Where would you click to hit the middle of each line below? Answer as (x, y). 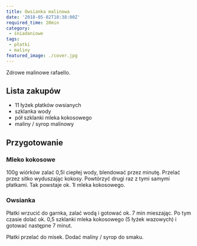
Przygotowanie (35, 143)
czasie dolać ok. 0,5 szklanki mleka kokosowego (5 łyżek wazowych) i (91, 219)
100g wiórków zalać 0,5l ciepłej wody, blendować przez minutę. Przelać (93, 173)
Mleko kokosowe (31, 159)
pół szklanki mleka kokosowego (53, 118)
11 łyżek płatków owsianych (48, 105)
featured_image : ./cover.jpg (42, 56)
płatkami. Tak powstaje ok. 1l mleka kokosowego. (66, 185)
